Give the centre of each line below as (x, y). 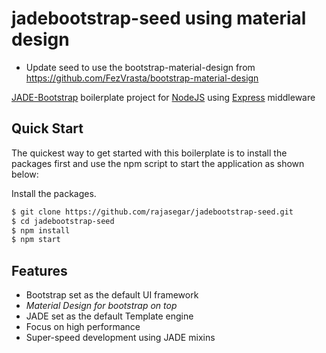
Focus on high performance (83, 327)
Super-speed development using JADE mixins (120, 338)
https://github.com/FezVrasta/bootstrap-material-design (142, 78)
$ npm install (41, 230)
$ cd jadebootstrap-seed (63, 221)
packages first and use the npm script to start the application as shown (158, 163)
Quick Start (47, 128)
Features (39, 270)
